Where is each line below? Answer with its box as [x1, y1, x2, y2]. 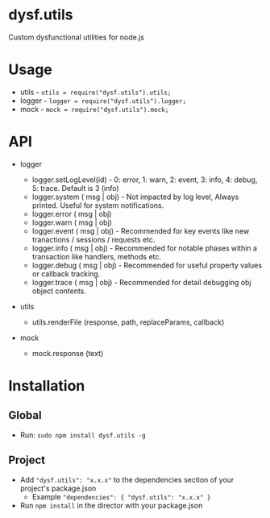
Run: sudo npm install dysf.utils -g [19, 429, 147, 440]
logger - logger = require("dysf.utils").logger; [19, 95, 187, 106]
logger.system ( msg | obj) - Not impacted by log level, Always [31, 192, 239, 201]
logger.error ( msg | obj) [31, 209, 112, 218]
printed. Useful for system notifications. [31, 200, 164, 210]
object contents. [31, 286, 87, 296]
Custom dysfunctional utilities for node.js [8, 32, 145, 42]
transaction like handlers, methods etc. [31, 251, 162, 261]
